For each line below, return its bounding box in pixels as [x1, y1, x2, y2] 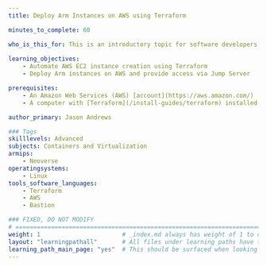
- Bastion [22, 202, 56, 210]
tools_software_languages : [8, 179, 98, 187]
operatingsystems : [8, 164, 69, 172]
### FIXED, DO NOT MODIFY [8, 216, 94, 224]
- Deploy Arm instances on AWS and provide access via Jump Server [22, 70, 250, 78]
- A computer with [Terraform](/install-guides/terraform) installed [22, 98, 258, 107]
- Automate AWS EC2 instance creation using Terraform [22, 63, 208, 71]
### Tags [8, 128, 37, 136]
